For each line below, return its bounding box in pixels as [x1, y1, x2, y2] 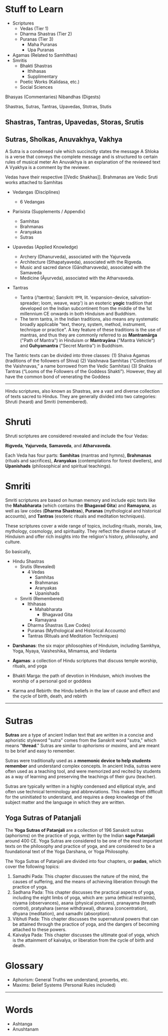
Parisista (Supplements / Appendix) [12, 209, 86, 215]
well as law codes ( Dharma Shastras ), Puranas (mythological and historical [5, 508, 161, 514]
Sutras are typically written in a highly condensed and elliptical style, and [5, 783, 156, 789]
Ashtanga [12, 1020, 32, 1026]
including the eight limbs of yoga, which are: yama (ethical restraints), [12, 894, 156, 901]
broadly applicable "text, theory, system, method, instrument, [19, 321, 146, 327]
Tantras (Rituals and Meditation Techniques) [27, 633, 118, 639]
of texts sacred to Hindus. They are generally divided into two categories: [5, 394, 156, 400]
